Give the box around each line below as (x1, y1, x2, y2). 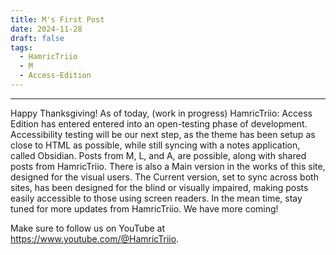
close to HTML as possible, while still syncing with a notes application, (10, 139, 301, 151)
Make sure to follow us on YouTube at (10, 222, 166, 234)
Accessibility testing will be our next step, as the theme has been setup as (10, 128, 316, 140)
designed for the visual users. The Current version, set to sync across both (10, 171, 319, 183)
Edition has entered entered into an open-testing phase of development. (10, 117, 308, 130)
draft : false (10, 33, 65, 43)
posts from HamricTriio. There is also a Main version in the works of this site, (10, 160, 326, 172)
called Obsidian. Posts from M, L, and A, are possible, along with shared (10, 149, 307, 161)
